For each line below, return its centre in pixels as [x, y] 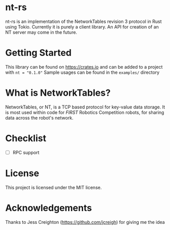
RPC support [26, 152]
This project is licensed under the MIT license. [54, 187]
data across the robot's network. [39, 118]
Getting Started [39, 53]
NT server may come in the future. [41, 32]
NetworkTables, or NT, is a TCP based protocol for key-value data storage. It [85, 107]
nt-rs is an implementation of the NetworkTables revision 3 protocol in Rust [83, 21]
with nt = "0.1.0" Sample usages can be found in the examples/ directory [82, 72]
